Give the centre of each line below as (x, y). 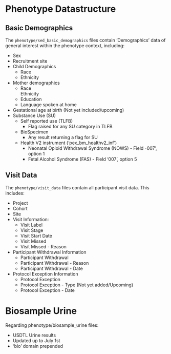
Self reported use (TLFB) (47, 121)
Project (20, 203)
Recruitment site (30, 61)
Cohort (20, 208)
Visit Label (31, 225)
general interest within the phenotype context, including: (65, 46)
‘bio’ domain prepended (38, 346)
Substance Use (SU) (34, 115)
